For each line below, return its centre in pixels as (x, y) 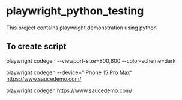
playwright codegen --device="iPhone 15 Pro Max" (70, 72)
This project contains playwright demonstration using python (82, 28)
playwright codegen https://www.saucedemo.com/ (69, 90)
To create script (36, 46)
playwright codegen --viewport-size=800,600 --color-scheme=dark (91, 60)
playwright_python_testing (75, 11)
